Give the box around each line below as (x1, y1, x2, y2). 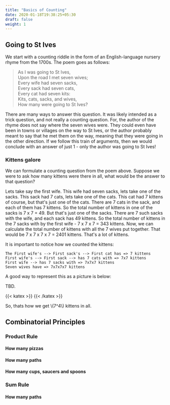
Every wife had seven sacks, (17, 80, 78, 86)
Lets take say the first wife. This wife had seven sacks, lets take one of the (5, 188, 161, 194)
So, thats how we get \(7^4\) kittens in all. (5, 303, 92, 309)
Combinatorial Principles (5, 318, 85, 326)
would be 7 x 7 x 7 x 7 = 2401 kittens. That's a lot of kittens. (5, 231, 129, 238)
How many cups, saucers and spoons (5, 368, 86, 375)
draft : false (5, 17, 33, 22)
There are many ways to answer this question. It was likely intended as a (5, 111, 157, 117)
